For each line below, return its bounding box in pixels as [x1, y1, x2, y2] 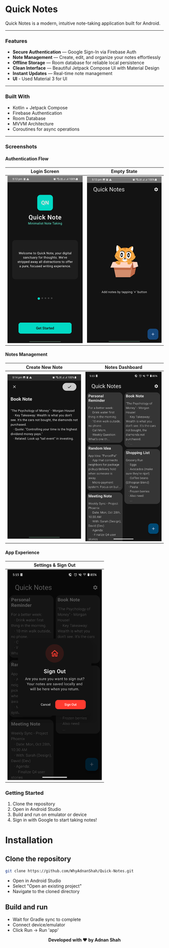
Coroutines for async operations [12, 126, 79, 132]
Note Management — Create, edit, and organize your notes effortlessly [12, 54, 161, 60]
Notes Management [5, 351, 48, 357]
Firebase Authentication [12, 110, 62, 116]
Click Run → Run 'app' [12, 927, 59, 933]
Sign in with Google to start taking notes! [12, 816, 97, 823]
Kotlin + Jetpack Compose [12, 104, 68, 110]
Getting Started [5, 789, 44, 796]
